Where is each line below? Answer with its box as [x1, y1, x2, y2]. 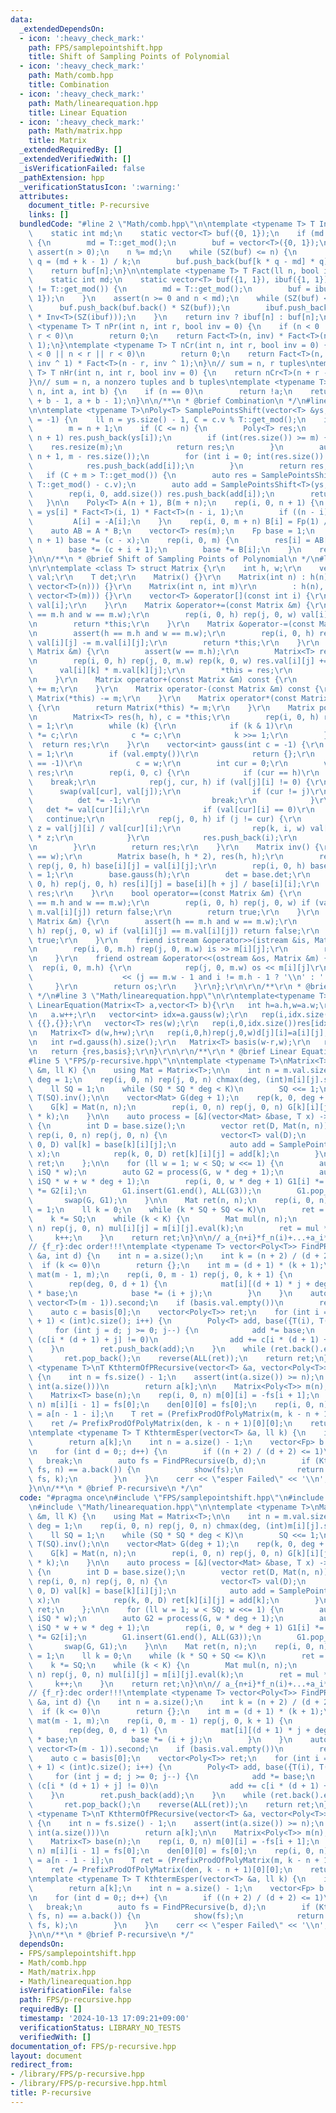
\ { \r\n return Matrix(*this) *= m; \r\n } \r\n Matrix [28, 702, 315, 713]
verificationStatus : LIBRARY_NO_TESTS [19, 2022, 182, 2033]
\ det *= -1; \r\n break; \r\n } [28, 796, 315, 806]
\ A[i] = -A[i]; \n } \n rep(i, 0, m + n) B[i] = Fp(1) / [28, 517, 329, 527]
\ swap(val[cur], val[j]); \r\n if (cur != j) [28, 786, 311, 796]
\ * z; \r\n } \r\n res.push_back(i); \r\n [28, 832, 298, 843]
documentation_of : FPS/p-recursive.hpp [10, 2041, 177, 2051]
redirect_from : [10, 2060, 74, 2070]
